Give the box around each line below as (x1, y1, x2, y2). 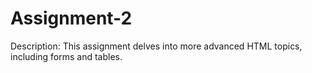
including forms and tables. (10, 50, 123, 62)
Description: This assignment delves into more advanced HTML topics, (10, 40, 303, 52)
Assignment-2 (10, 7, 133, 30)
